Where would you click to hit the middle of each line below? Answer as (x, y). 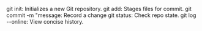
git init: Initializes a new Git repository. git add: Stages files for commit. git (99, 9)
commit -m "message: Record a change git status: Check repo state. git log (101, 15)
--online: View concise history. (45, 22)
